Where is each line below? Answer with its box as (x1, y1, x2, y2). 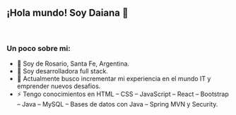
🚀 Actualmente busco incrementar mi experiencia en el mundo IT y (16, 75, 211, 83)
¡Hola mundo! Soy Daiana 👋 (6, 7, 129, 19)
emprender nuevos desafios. (16, 82, 101, 90)
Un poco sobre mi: (6, 43, 71, 53)
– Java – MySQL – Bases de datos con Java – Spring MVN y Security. (16, 100, 218, 109)
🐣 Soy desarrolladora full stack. (16, 67, 109, 75)
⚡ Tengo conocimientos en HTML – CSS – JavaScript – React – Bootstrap (16, 90, 229, 99)
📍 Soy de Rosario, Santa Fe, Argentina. (16, 59, 130, 68)
